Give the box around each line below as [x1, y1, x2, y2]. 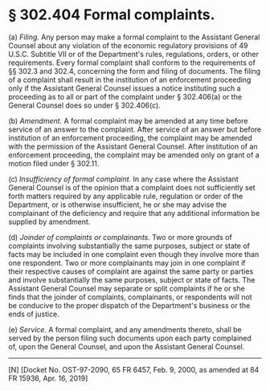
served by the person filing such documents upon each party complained [8, 333, 252, 343]
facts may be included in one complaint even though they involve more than [8, 249, 260, 259]
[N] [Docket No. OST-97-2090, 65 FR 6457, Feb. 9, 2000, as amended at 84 [8, 365, 260, 374]
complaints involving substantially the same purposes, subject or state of [8, 241, 251, 250]
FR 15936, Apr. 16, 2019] [8, 373, 88, 383]
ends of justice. [8, 309, 60, 319]
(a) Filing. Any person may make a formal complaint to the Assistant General [8, 32, 260, 42]
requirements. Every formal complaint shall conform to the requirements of [8, 58, 256, 67]
